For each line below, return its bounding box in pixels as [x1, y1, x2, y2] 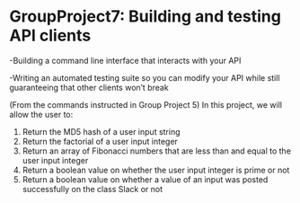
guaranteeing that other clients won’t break [9, 82, 169, 93]
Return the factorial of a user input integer [22, 136, 178, 146]
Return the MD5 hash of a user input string [22, 126, 181, 137]
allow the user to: [9, 109, 74, 119]
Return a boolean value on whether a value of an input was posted [22, 173, 269, 185]
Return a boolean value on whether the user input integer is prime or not [22, 164, 290, 175]
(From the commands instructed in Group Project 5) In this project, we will [9, 99, 283, 110]
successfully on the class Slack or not [22, 183, 163, 194]
